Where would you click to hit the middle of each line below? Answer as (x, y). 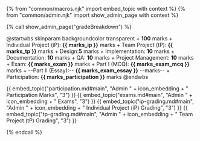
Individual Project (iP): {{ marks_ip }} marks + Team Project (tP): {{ (90, 45)
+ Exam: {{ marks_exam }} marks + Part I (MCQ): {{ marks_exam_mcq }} (98, 64)
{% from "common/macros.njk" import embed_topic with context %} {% (96, 9)
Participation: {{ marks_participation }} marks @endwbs (77, 77)
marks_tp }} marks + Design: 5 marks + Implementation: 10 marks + (91, 51)
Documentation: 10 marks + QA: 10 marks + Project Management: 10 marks (100, 58)
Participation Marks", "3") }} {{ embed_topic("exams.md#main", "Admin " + (100, 95)
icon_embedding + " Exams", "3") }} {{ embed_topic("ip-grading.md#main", (100, 101)
